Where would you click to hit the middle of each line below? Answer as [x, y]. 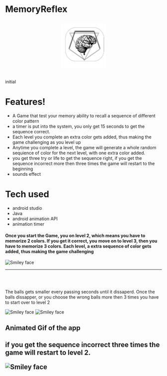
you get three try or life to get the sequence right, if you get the [77, 158]
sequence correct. [31, 132]
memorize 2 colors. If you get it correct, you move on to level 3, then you [81, 241]
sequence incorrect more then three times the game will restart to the [83, 164]
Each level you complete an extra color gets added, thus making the [82, 137]
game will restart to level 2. [48, 353]
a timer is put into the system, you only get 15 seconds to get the [79, 126]
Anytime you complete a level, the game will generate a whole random [84, 148]
